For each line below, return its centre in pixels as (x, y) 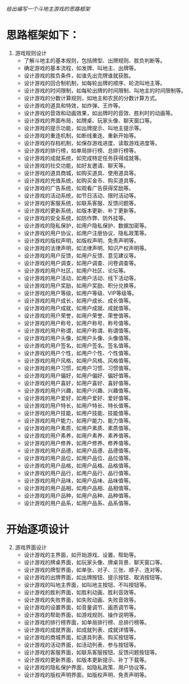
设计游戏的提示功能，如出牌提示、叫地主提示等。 (84, 128)
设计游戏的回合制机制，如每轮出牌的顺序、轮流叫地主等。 (94, 83)
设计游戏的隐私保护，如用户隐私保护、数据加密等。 (87, 225)
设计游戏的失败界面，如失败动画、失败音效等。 (81, 599)
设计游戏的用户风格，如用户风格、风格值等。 (79, 360)
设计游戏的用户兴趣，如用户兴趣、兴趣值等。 (79, 390)
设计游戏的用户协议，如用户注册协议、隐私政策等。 (87, 233)
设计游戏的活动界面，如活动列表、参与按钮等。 (81, 644)
